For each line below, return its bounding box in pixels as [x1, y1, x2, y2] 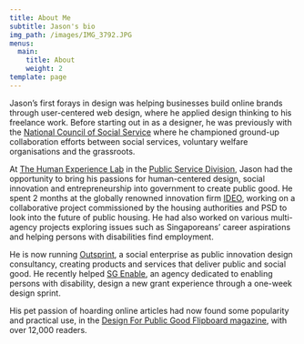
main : [17, 47, 39, 56]
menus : [9, 38, 35, 48]
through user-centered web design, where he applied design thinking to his [9, 106, 292, 118]
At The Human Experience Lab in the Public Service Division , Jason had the [9, 163, 293, 174]
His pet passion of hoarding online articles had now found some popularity [9, 305, 289, 316]
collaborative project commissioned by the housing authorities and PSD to [9, 202, 288, 213]
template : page [9, 73, 67, 82]
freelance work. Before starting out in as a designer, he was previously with [9, 116, 293, 127]
